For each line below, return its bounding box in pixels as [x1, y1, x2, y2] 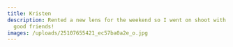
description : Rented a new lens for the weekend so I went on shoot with [7, 17, 227, 23]
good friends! [13, 23, 54, 30]
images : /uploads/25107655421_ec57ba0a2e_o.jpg [7, 29, 149, 37]
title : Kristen [7, 10, 52, 17]
